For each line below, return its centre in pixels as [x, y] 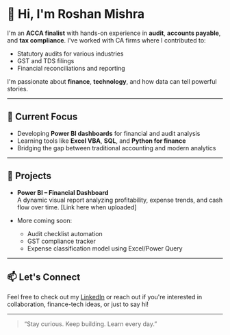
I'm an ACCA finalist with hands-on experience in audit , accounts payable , [114, 33]
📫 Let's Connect [44, 277]
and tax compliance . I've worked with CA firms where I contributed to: [107, 40]
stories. [18, 89]
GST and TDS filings [46, 60]
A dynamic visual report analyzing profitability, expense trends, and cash [120, 200]
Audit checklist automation [65, 233]
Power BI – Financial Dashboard [63, 192]
